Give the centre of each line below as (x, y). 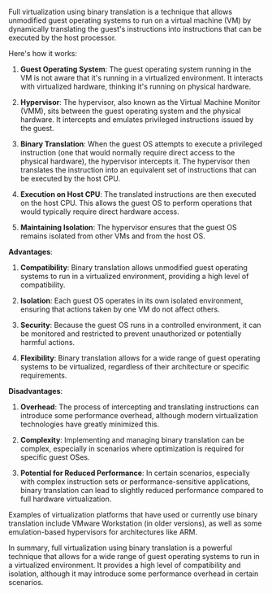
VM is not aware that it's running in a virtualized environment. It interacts (142, 78)
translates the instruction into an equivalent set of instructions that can (138, 170)
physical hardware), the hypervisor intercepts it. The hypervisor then (135, 161)
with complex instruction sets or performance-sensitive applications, (135, 482)
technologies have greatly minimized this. (90, 424)
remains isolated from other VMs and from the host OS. (112, 236)
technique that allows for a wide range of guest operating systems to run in (134, 556)
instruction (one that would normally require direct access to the (127, 153)
